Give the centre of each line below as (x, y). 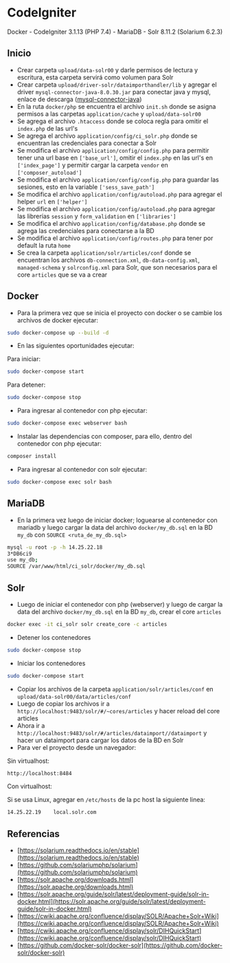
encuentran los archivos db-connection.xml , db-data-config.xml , (108, 260)
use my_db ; (23, 560)
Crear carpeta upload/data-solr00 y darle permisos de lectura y (107, 69)
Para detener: (26, 385)
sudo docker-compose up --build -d (58, 333)
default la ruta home (44, 245)
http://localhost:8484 (39, 773)
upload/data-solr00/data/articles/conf (74, 697)
